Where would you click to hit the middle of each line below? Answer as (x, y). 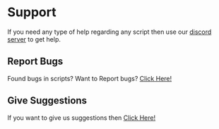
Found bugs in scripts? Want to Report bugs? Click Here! (90, 78)
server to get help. (34, 39)
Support (32, 12)
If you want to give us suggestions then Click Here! (82, 118)
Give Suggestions (47, 100)
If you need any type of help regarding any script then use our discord (109, 32)
